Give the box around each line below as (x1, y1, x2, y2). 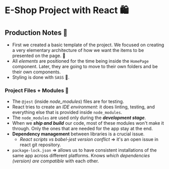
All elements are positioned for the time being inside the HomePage (12, 58, 149, 64)
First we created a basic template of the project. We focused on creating (12, 42, 164, 48)
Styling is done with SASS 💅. (12, 74, 70, 80)
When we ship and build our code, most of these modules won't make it (12, 120, 164, 126)
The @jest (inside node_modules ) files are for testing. (12, 98, 124, 105)
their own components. (12, 69, 61, 75)
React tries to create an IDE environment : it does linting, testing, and (12, 104, 155, 110)
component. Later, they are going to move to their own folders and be (12, 64, 158, 69)
